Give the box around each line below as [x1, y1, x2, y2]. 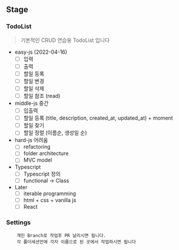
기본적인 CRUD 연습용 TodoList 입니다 [20, 37, 110, 44]
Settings [6, 218, 31, 226]
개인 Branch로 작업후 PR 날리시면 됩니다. [16, 233, 107, 239]
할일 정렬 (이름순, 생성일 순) [23, 129, 87, 136]
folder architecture [23, 150, 69, 157]
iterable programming [23, 190, 77, 197]
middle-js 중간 [14, 100, 49, 107]
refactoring [23, 143, 51, 150]
